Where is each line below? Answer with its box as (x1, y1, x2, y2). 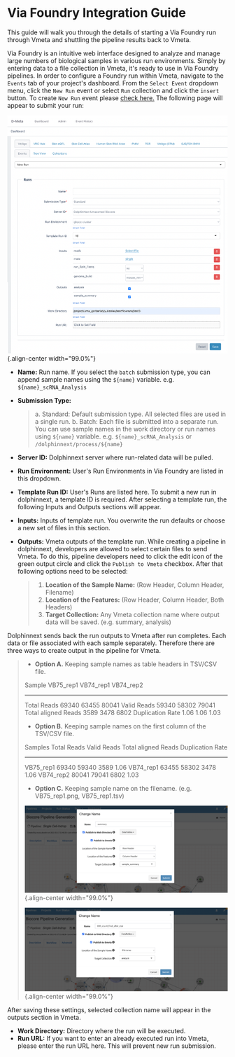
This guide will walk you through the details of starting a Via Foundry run (7, 28, 217, 36)
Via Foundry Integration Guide (7, 5, 187, 21)
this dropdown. (17, 474, 62, 483)
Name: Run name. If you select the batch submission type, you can (17, 368, 211, 376)
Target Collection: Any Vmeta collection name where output (45, 610, 220, 619)
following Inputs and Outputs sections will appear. (17, 502, 162, 511)
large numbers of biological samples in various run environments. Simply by (7, 56, 226, 64)
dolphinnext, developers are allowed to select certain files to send (17, 544, 208, 553)
